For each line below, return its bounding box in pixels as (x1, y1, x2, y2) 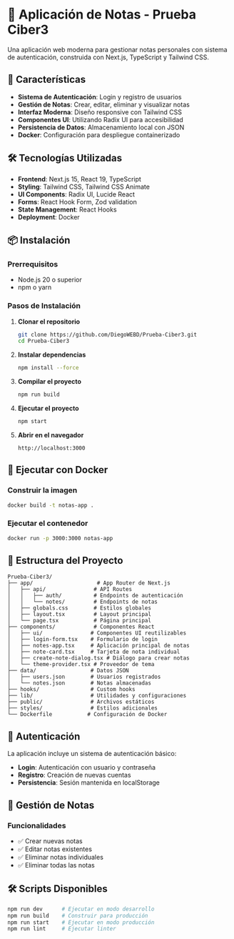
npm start (17, 418, 48, 425)
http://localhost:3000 (17, 444, 86, 452)
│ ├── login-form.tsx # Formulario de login (7, 636, 158, 643)
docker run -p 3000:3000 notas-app (7, 535, 113, 542)
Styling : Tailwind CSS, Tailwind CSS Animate (17, 182, 150, 191)
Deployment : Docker (17, 212, 80, 221)
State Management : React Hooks (17, 205, 117, 214)
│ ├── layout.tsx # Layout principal (7, 611, 152, 618)
